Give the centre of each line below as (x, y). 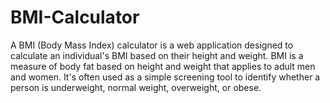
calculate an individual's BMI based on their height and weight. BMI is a (157, 55)
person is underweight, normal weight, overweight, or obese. (136, 87)
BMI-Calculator (75, 17)
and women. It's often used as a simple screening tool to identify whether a (165, 77)
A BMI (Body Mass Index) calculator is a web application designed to (152, 45)
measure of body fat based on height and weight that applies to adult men (163, 66)
